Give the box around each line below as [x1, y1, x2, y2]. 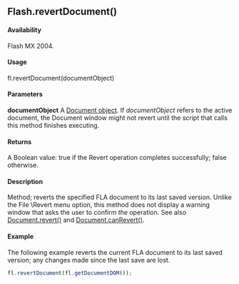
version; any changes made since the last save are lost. [7, 255, 171, 264]
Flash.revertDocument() [7, 6, 118, 18]
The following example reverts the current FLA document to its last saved [7, 248, 223, 256]
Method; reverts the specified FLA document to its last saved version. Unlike [7, 193, 232, 202]
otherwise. [7, 161, 39, 170]
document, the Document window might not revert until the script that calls [7, 113, 228, 122]
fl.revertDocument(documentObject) [7, 73, 115, 82]
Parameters [7, 90, 43, 98]
